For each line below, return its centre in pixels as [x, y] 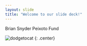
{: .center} [44, 38]
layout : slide [20, 10]
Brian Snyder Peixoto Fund [32, 28]
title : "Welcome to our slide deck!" [44, 14]
